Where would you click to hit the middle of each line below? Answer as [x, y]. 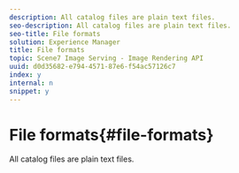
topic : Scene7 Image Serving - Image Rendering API [106, 58]
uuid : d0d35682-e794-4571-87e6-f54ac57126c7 [93, 67]
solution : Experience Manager [65, 42]
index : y [25, 75]
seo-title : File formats [55, 34]
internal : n [31, 83]
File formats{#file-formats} [112, 135]
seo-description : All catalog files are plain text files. [120, 26]
